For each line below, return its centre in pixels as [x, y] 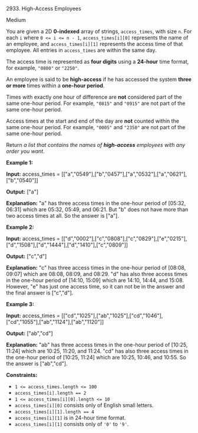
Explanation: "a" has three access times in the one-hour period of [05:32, [96, 203]
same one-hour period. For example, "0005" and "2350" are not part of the [96, 127]
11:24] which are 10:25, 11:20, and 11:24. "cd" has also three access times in [97, 351]
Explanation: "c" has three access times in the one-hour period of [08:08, [96, 268]
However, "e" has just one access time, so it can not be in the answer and [95, 286]
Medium [16, 20]
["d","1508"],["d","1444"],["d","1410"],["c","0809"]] [67, 245]
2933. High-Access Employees [44, 9]
